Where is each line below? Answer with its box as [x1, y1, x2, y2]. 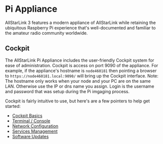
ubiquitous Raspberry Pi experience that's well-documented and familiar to [5, 24, 156, 30]
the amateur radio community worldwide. [5, 30, 88, 36]
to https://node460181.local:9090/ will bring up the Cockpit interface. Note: [5, 72, 159, 79]
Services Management [12, 128, 58, 134]
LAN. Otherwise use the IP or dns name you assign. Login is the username [5, 83, 155, 89]
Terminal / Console [12, 118, 50, 123]
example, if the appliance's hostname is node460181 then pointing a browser [5, 68, 157, 73]
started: [5, 103, 21, 109]
